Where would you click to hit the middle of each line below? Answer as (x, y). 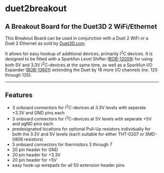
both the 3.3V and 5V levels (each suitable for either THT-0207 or (78, 134)
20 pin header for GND (35, 150)
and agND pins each (33, 124)
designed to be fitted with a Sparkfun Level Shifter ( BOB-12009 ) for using (79, 58)
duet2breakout (36, 9)
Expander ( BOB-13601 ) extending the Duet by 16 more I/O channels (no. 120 (81, 70)
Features (19, 95)
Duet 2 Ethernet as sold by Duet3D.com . (46, 43)
